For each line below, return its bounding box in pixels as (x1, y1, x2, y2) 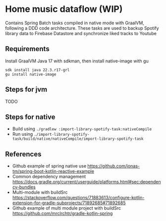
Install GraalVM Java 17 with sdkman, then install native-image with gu (5, 58, 149, 64)
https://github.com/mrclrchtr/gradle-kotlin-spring (12, 211, 113, 217)
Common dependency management (12, 173, 86, 179)
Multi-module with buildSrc (12, 189, 68, 195)
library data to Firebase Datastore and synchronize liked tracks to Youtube (5, 30, 157, 36)
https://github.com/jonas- (87, 163, 140, 169)
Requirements (5, 45, 50, 53)
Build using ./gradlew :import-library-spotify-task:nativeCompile (12, 126, 152, 132)
